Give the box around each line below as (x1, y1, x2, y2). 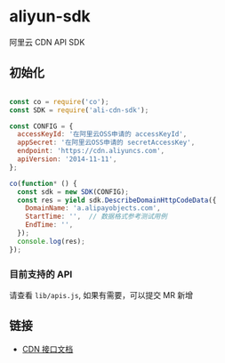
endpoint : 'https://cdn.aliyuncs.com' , (17, 147, 165, 156)
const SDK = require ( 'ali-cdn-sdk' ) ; (9, 105, 149, 115)
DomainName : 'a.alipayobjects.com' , (25, 204, 162, 213)
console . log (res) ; (17, 237, 86, 246)
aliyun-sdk (9, 6, 91, 27)
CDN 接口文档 (21, 343, 74, 354)
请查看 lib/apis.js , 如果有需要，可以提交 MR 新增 (9, 289, 194, 300)
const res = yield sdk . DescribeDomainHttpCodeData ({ (17, 196, 217, 205)
